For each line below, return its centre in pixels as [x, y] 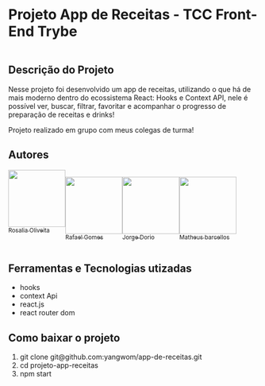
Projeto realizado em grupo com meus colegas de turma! [101, 129]
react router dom [47, 313]
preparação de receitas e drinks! [61, 114]
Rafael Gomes [84, 237]
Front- [236, 15]
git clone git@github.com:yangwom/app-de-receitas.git [111, 357]
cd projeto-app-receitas [59, 365]
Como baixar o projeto [64, 338]
